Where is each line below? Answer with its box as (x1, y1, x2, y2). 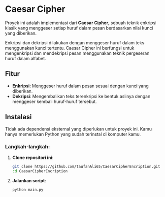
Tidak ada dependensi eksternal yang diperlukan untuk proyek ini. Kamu (5, 126, 152, 131)
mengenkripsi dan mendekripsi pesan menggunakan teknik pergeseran (5, 50, 150, 56)
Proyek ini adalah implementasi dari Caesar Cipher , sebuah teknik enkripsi (5, 20, 157, 26)
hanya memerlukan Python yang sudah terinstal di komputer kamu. (5, 131, 141, 137)
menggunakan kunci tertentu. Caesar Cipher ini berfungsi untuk (5, 45, 134, 51)
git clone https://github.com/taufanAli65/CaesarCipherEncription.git (12, 164, 161, 169)
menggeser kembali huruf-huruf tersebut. (12, 98, 97, 104)
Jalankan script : (12, 177, 46, 183)
